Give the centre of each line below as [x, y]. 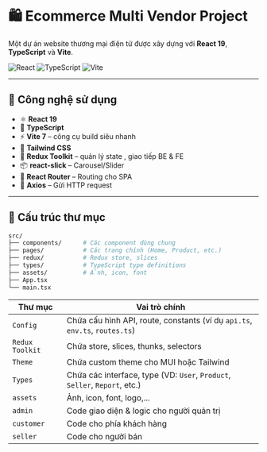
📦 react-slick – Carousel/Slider [72, 165]
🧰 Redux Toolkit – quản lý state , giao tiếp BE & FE [102, 156]
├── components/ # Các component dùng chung [92, 243]
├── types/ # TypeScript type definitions [97, 265]
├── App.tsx [28, 280]
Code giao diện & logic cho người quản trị [143, 411]
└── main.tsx [30, 288]
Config [25, 325]
